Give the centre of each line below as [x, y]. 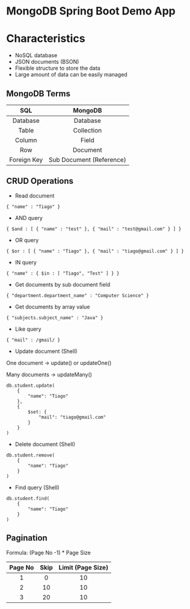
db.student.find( [28, 498]
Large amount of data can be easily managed [71, 75]
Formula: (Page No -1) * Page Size [49, 552]
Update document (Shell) [46, 351]
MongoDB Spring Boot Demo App [91, 11]
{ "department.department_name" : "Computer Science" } [78, 295]
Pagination [27, 538]
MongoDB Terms [38, 94]
